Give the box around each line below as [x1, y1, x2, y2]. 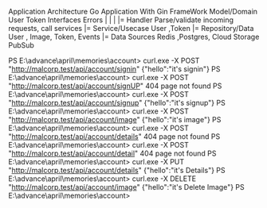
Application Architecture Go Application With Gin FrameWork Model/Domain [8, 7, 257, 16]
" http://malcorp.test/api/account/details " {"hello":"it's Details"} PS [8, 166, 226, 175]
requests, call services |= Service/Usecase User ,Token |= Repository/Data [8, 24, 254, 33]
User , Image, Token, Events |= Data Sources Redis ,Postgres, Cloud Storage [8, 32, 260, 41]
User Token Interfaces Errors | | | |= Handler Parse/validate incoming [8, 15, 234, 25]
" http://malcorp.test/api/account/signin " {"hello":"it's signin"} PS [8, 64, 221, 74]
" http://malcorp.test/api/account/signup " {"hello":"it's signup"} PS [8, 98, 226, 107]
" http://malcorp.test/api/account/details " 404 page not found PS [8, 132, 221, 141]
